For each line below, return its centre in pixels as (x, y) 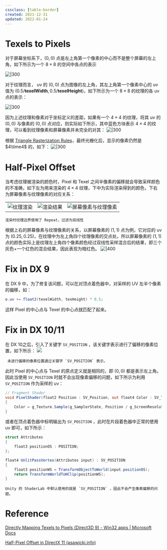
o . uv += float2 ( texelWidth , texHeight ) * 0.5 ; (54, 299)
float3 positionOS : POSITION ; (46, 447)
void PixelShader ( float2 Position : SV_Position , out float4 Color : (79, 397)
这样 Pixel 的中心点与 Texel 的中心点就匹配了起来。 (57, 309)
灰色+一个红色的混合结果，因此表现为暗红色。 (52, 249)
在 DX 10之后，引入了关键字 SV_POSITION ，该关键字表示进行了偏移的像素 (80, 344)
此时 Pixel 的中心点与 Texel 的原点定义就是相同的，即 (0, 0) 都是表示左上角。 (83, 371)
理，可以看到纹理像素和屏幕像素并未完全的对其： (55, 130)
